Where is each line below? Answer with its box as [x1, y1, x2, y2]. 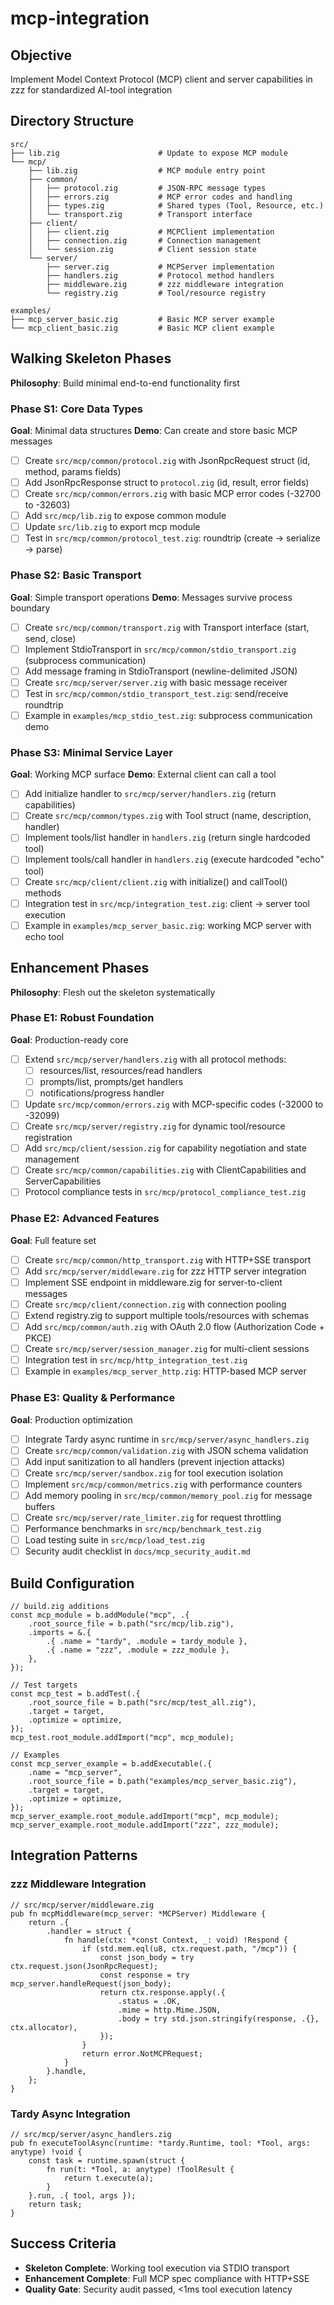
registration [24, 1132, 73, 1144]
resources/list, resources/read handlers [39, 1064, 203, 1076]
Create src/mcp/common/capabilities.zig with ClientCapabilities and [24, 1164, 307, 1176]
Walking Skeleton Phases [10, 350, 172, 367]
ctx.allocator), [10, 2022, 78, 2032]
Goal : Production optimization [10, 1413, 133, 1426]
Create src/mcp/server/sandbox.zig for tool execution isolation [24, 1467, 284, 1479]
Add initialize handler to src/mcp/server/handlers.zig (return [24, 788, 277, 800]
